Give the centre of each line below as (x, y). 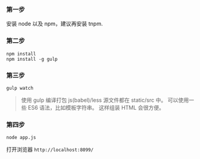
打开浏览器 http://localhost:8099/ (50, 149)
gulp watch (20, 88)
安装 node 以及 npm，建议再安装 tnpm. (55, 24)
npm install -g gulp (32, 59)
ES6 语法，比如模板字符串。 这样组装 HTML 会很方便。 (96, 107)
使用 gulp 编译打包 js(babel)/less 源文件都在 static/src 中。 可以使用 (105, 100)
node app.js (21, 138)
